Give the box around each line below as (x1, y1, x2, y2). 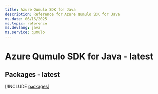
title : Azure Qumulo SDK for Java (5, 7, 76, 12)
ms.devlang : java (5, 25, 41, 30)
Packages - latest (5, 70, 60, 79)
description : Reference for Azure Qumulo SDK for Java (5, 12, 120, 17)
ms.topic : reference (5, 21, 48, 26)
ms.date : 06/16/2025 (5, 16, 48, 21)
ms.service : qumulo (5, 30, 45, 35)
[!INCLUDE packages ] (5, 84, 50, 89)
